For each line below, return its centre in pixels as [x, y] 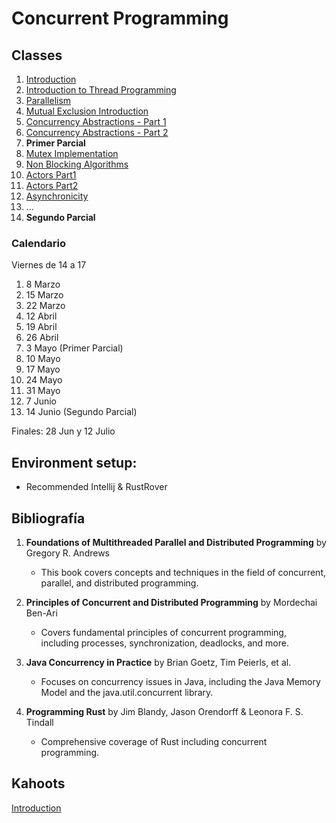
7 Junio [41, 401]
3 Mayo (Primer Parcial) [74, 348]
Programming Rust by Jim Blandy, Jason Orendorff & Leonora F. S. [164, 711]
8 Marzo [43, 284]
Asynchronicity [57, 196]
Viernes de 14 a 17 [49, 265]
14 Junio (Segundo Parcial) [81, 412]
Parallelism [48, 100]
